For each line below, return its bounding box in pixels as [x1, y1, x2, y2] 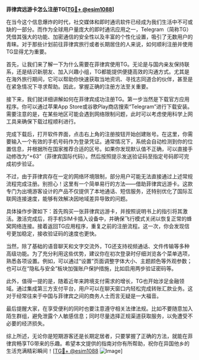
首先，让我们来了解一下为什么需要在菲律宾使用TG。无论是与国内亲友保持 [6, 61, 185, 68]
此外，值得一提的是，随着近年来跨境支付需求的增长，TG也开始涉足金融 [6, 277, 179, 285]
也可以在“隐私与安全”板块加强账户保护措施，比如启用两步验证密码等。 [6, 265, 177, 272]
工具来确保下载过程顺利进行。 [6, 118, 79, 125]
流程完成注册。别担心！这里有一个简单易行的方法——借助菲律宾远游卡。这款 [6, 181, 193, 187]
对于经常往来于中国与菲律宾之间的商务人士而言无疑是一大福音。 [6, 292, 162, 299]
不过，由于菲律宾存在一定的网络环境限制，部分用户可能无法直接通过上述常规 [6, 173, 193, 180]
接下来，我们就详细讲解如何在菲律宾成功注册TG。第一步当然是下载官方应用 [6, 96, 190, 103]
